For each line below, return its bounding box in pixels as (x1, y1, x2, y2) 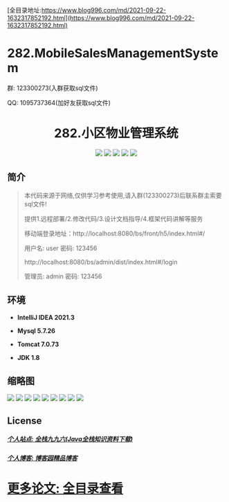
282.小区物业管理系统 (54, 125, 178, 141)
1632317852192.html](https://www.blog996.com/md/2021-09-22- (7, 14, 195, 22)
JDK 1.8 (17, 353, 40, 361)
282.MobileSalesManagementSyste (7, 46, 219, 61)
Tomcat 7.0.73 (17, 340, 59, 348)
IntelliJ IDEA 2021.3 (17, 313, 75, 321)
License (7, 415, 42, 427)
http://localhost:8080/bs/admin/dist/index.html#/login (24, 258, 178, 266)
